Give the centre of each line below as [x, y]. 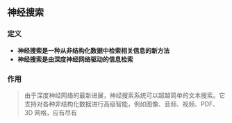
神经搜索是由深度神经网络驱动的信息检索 [75, 59]
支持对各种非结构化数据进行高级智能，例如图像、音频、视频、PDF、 [122, 104]
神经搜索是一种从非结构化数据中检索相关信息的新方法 [93, 50]
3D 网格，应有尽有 [51, 113]
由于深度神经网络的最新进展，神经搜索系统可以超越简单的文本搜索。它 [125, 95]
